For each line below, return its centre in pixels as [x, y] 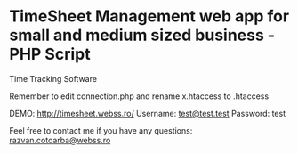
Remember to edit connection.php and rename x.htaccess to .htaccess [139, 96]
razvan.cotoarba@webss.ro [60, 140]
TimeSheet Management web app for [149, 16]
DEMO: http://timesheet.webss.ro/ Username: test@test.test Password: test [148, 113]
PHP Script [50, 54]
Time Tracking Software [53, 78]
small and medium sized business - [142, 35]
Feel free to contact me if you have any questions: [101, 130]
